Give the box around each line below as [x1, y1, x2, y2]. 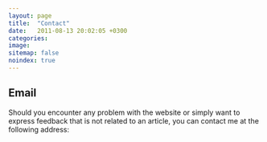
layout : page [8, 11, 52, 20]
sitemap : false [8, 49, 60, 57]
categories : [8, 34, 48, 43]
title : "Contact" [8, 19, 70, 27]
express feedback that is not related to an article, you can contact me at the [8, 116, 260, 125]
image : [8, 42, 31, 50]
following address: [8, 124, 70, 134]
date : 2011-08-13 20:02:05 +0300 [8, 26, 128, 34]
